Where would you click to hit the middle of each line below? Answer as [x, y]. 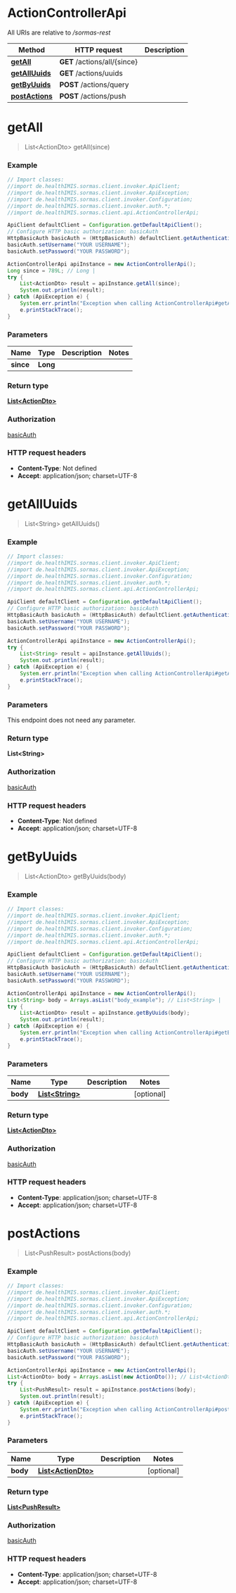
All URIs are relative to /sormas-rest [59, 32]
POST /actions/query [94, 85]
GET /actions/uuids [91, 73]
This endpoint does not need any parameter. [71, 720]
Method [32, 49]
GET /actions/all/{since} [99, 61]
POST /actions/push [93, 96]
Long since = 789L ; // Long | [52, 270]
